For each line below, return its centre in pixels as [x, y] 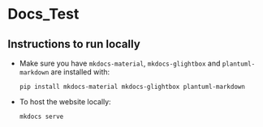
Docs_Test [43, 14]
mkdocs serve [41, 116]
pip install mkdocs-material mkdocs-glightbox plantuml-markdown [132, 87]
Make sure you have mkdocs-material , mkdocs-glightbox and [120, 63]
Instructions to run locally [74, 44]
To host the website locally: [65, 102]
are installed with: [80, 72]
